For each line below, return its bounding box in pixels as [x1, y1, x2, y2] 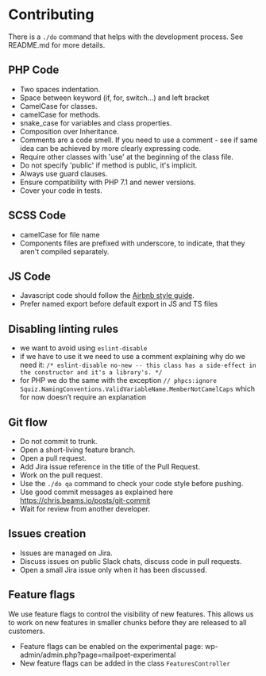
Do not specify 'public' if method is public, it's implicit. [19, 160, 198, 170]
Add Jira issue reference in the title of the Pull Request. [19, 462, 201, 471]
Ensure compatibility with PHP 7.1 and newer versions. [19, 177, 196, 187]
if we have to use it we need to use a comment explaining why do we [19, 352, 246, 361]
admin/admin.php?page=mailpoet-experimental [19, 650, 176, 659]
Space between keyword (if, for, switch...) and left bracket [19, 93, 210, 102]
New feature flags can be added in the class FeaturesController [19, 658, 230, 668]
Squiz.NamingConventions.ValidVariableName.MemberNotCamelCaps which [19, 384, 256, 394]
